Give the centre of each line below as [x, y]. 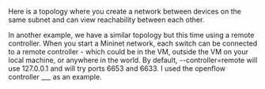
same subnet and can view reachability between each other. [106, 20]
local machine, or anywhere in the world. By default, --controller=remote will [133, 60]
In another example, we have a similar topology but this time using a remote [131, 35]
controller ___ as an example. [55, 77]
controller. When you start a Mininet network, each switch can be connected [133, 43]
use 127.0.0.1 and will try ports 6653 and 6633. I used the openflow [117, 69]
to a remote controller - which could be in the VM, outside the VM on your [129, 52]
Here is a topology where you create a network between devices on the [125, 11]
